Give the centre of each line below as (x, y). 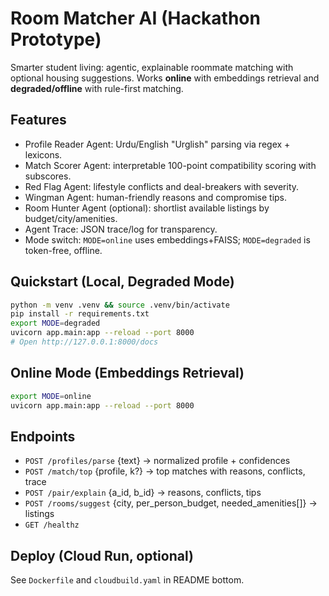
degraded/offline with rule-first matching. (97, 88)
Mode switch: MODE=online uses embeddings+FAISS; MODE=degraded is (167, 239)
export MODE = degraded (55, 323)
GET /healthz (52, 525)
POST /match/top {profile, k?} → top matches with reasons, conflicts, (165, 471)
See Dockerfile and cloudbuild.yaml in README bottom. (127, 580)
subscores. (48, 176)
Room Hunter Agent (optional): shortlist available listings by (147, 208)
